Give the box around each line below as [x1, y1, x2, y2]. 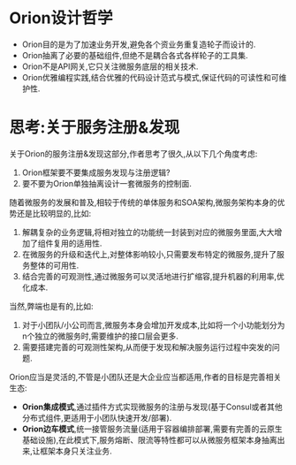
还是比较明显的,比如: [16, 208, 92, 218]
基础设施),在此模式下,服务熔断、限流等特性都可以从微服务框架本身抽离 [21, 434, 277, 445]
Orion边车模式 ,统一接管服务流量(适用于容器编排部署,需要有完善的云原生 [21, 423, 283, 434]
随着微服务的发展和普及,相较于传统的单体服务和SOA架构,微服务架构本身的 [9, 196, 277, 208]
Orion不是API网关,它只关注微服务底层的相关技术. [21, 61, 199, 72]
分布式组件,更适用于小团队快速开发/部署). [21, 412, 172, 423]
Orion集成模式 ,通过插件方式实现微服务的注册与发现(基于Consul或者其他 [21, 401, 283, 412]
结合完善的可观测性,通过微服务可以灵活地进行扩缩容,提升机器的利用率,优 [21, 271, 285, 281]
